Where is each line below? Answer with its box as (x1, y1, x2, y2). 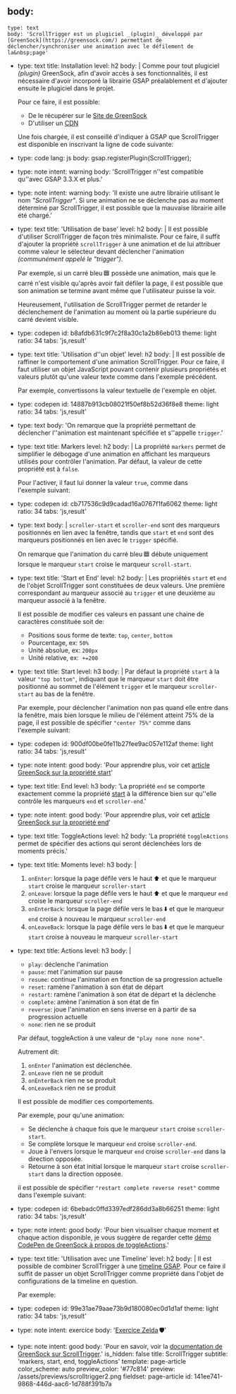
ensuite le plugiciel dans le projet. (17, 84, 116, 92)
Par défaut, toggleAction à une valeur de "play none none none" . (17, 1033, 205, 1042)
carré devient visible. (17, 315, 79, 323)
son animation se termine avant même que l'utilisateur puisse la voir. (17, 286, 216, 295)
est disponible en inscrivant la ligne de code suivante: (17, 140, 174, 148)
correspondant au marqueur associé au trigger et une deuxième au (17, 589, 216, 597)
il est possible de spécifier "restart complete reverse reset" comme (17, 1183, 221, 1191)
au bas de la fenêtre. (35, 690, 95, 698)
